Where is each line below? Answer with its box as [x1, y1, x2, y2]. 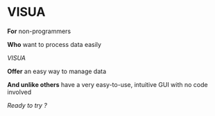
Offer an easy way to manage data [7, 67, 107, 75]
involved [7, 88, 32, 96]
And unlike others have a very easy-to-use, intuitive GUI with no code [7, 80, 208, 88]
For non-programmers [7, 27, 71, 35]
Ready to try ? [7, 101, 47, 109]
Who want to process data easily [7, 40, 102, 48]
